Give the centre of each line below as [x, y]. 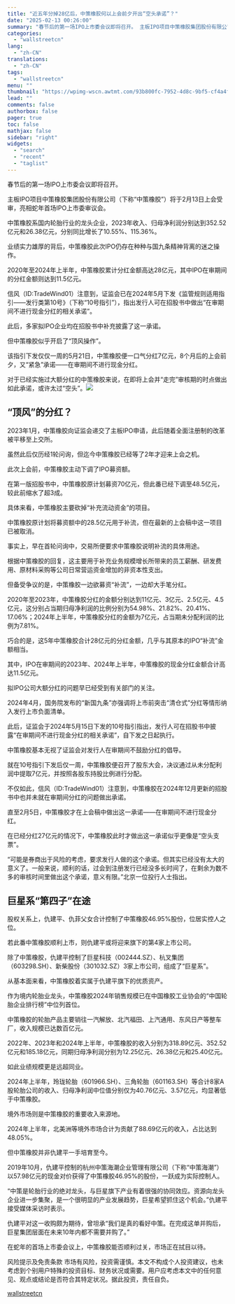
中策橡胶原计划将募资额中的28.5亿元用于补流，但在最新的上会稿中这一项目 [115, 522]
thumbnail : [23, 92]
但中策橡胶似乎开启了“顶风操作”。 [56, 341]
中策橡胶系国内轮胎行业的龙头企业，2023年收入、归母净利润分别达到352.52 [117, 223]
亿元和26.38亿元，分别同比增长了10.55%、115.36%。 [84, 231]
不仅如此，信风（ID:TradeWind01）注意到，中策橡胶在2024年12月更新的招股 [117, 788]
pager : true [24, 118]
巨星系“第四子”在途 [49, 900]
